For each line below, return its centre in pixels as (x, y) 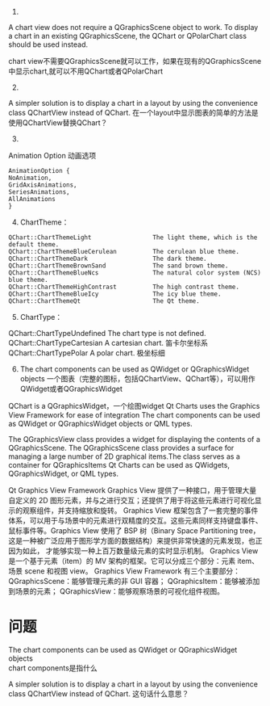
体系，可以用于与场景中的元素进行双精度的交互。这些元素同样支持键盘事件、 (135, 521)
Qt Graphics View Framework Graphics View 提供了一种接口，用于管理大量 (133, 490)
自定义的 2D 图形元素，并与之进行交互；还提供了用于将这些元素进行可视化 (132, 500)
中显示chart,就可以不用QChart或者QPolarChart (86, 71)
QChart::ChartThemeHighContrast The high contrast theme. (124, 287)
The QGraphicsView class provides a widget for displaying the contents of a (134, 439)
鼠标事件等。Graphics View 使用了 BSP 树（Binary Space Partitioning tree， (134, 531)
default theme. (34, 245)
